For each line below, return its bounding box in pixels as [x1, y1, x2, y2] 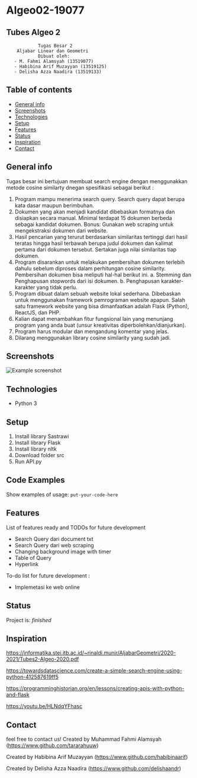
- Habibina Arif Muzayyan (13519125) [14, 63, 108, 69]
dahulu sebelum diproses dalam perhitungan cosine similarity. [14, 264, 166, 272]
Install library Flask [14, 439, 61, 447]
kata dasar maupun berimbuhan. [14, 202, 95, 209]
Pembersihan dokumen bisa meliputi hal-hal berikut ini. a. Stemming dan [14, 271, 192, 278]
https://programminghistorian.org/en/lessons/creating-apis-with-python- [6, 685, 185, 692]
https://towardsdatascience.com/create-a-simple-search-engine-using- [6, 667, 182, 674]
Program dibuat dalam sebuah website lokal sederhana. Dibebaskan [14, 290, 181, 297]
